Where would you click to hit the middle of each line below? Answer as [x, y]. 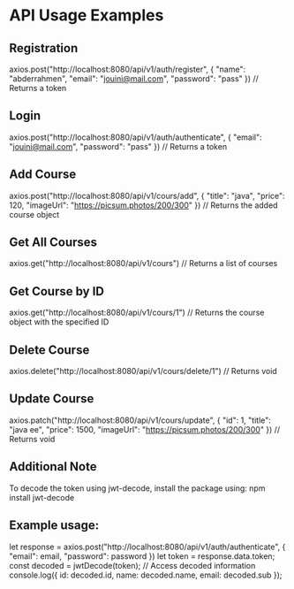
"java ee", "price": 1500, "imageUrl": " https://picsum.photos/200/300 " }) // [145, 429]
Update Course [52, 399]
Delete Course [49, 350]
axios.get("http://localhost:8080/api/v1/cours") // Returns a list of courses [143, 264]
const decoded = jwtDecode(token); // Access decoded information [132, 565]
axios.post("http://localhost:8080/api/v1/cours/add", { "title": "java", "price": [147, 195]
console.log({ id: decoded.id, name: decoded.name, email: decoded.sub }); [146, 575]
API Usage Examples [87, 15]
